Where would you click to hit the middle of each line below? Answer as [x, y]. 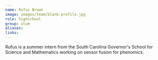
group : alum [17, 24]
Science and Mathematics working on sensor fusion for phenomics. [75, 52]
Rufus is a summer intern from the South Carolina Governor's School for [79, 47]
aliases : [14, 28]
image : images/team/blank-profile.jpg [45, 14]
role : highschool [23, 19]
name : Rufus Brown [24, 10]
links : [12, 33]
